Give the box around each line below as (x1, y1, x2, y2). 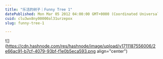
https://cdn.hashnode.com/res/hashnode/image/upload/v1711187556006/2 (6, 43, 156, 49)
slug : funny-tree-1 (5, 20, 45, 26)
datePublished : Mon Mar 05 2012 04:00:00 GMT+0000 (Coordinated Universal (5, 12, 160, 16)
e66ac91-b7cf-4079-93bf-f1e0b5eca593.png (5, 48, 96, 54)
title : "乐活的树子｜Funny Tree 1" (5, 7, 73, 12)
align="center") (97, 48, 128, 54)
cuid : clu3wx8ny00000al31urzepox (5, 16, 73, 21)
